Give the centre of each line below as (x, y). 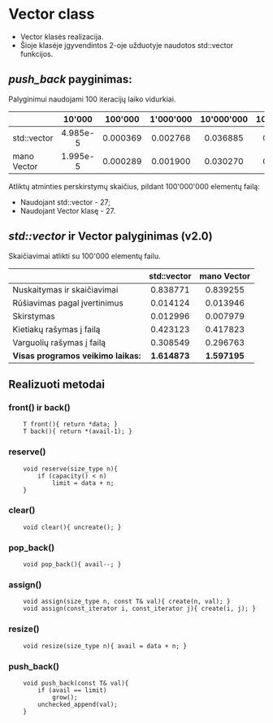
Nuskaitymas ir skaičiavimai (65, 289)
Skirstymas (34, 316)
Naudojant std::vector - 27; (65, 202)
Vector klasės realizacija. (62, 37)
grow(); (65, 698)
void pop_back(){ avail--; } (72, 565)
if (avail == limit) (72, 691)
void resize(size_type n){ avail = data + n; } (105, 646)
